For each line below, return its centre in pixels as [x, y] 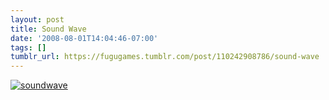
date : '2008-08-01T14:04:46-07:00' [84, 38]
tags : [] [28, 47]
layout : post [37, 19]
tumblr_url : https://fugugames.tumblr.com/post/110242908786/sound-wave [165, 57]
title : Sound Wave [48, 29]
